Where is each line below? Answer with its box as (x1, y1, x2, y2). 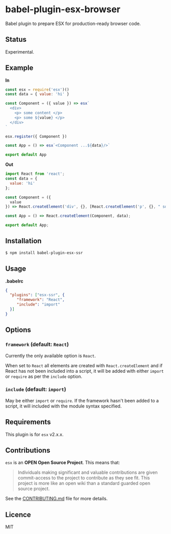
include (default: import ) (5, 386, 66, 393)
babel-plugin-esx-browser (5, 4, 121, 15)
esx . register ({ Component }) (5, 134, 67, 139)
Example (5, 64, 34, 72)
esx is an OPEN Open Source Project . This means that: (5, 460, 121, 466)
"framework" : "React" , (16, 297, 65, 302)
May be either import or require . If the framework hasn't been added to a (5, 397, 159, 403)
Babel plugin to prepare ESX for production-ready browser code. (5, 20, 141, 27)
